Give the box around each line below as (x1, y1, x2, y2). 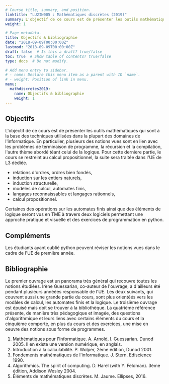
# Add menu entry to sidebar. (5, 67, 69, 73)
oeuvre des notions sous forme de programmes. (5, 326, 106, 332)
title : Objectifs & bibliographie (5, 35, 78, 40)
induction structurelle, (12, 180, 58, 186)
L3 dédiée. (5, 160, 28, 166)
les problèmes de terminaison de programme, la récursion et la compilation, (5, 144, 162, 150)
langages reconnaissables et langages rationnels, (12, 191, 116, 197)
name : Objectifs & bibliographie (14, 91, 84, 96)
